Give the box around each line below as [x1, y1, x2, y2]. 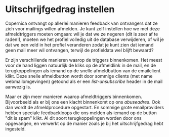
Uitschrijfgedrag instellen [5, 4, 115, 15]
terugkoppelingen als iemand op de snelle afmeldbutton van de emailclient [5, 67, 161, 74]
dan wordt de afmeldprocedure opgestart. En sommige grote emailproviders [5, 104, 164, 110]
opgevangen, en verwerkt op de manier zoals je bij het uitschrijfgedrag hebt [5, 120, 163, 126]
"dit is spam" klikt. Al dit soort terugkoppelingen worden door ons [5, 115, 142, 121]
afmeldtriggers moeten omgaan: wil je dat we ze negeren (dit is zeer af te [5, 31, 158, 37]
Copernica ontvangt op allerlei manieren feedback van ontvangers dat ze [5, 20, 158, 26]
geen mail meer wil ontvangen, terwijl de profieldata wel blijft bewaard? [5, 47, 154, 53]
